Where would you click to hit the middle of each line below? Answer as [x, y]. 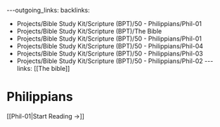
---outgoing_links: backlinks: [48, 10]
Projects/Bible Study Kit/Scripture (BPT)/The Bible [89, 31]
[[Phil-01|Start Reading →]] [46, 116]
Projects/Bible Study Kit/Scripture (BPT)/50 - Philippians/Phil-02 [110, 61]
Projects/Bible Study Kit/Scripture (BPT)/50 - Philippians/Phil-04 [110, 46]
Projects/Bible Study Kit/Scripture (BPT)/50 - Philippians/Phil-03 [110, 53]
